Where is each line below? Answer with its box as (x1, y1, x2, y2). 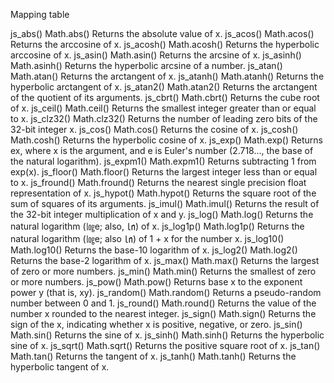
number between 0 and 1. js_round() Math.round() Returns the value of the (10, 297, 317, 309)
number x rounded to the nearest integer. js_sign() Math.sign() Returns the (10, 308, 317, 319)
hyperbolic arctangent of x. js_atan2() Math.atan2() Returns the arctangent (10, 81, 318, 93)
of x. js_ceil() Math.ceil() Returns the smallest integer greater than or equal (10, 102, 317, 114)
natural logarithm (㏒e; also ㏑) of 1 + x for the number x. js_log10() (10, 233, 285, 244)
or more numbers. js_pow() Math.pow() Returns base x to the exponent (10, 276, 303, 288)
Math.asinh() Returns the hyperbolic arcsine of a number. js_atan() (10, 60, 283, 71)
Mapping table (10, 9, 70, 20)
